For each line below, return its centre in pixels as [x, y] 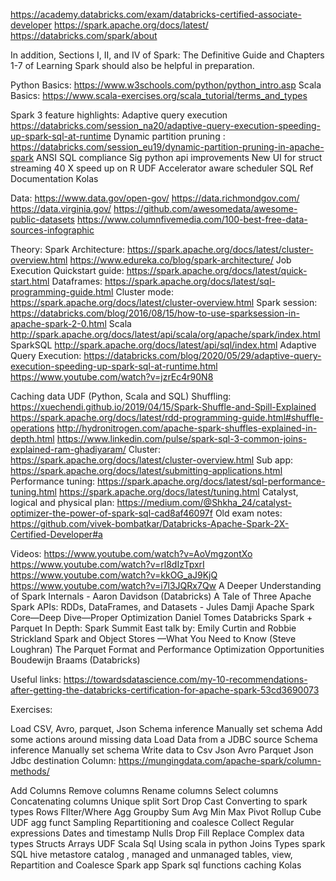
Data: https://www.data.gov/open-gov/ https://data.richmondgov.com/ [155, 198]
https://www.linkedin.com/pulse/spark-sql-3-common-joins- [181, 438]
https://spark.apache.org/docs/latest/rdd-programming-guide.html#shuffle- [167, 417]
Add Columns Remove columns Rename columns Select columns [144, 790]
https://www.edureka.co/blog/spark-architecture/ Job [180, 260]
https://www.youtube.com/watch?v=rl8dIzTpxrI [107, 564]
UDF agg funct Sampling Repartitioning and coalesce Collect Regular [152, 822]
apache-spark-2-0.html [58, 323]
